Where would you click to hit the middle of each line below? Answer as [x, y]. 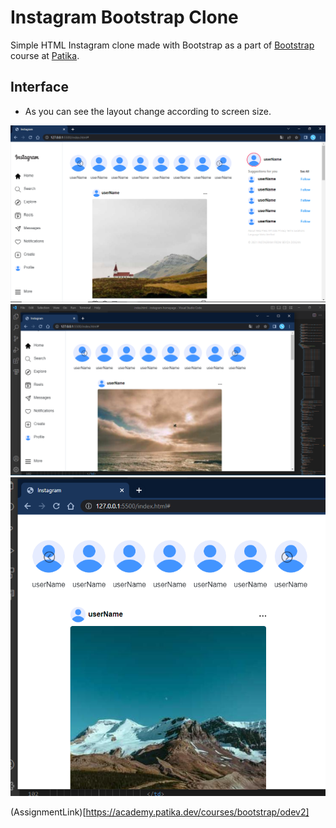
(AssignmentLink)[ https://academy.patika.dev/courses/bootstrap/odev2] [160, 812]
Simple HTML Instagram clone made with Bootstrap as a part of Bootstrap [162, 45]
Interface [39, 87]
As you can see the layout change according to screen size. [148, 111]
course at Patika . [45, 55]
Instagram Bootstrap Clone [124, 17]
